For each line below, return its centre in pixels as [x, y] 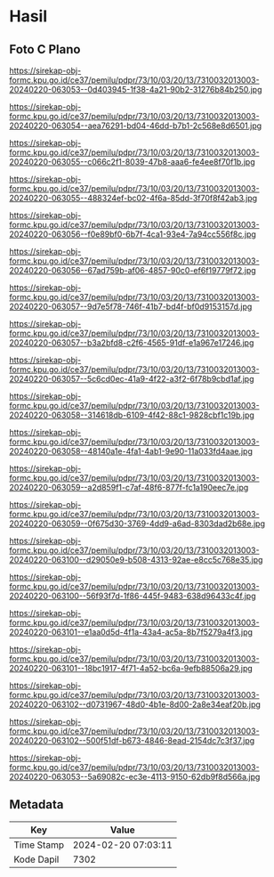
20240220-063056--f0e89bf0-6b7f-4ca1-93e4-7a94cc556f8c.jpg [133, 234]
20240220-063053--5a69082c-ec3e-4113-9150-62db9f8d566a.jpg [135, 777]
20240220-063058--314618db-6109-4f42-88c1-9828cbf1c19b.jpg [132, 415]
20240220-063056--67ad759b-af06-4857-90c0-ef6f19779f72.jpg [133, 270]
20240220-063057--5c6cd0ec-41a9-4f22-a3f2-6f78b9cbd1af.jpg [132, 379]
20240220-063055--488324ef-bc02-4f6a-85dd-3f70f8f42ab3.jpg [133, 198]
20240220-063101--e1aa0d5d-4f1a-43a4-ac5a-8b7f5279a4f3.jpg [131, 632]
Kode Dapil [36, 859]
